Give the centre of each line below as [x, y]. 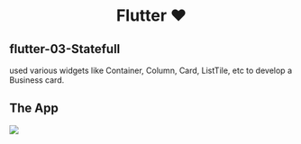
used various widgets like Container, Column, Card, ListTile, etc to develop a [151, 70]
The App [34, 108]
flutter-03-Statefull [65, 49]
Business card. [37, 80]
